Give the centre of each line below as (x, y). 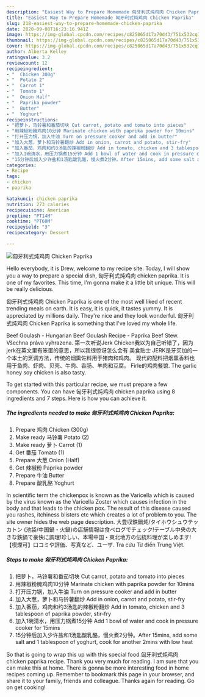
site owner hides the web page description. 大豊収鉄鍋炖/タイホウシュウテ (100, 521)
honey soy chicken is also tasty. (46, 372)
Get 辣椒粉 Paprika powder (49, 468)
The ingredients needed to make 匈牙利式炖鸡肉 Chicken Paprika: (91, 413)
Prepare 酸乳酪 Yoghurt (45, 483)
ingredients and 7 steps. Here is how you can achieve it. (77, 398)
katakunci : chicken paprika (42, 199)
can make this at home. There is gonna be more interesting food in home (98, 668)
